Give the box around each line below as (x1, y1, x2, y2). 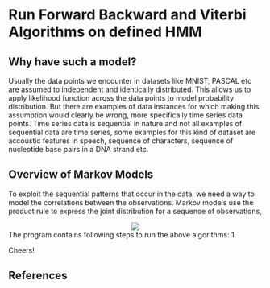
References (8, 269, 68, 282)
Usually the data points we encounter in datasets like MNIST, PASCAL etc (8, 76, 252, 85)
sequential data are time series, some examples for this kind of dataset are (8, 127, 256, 137)
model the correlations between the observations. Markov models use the (8, 197, 254, 207)
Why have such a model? (8, 55, 137, 68)
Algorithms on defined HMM (8, 23, 203, 41)
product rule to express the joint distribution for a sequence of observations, (8, 206, 262, 216)
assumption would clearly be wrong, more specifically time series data (8, 110, 243, 120)
